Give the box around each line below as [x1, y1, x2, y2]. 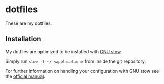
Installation [5, 35, 42, 44]
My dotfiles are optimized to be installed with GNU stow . [5, 48, 122, 54]
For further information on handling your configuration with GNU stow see [5, 68, 159, 74]
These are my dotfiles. [5, 20, 52, 26]
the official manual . [5, 73, 46, 79]
